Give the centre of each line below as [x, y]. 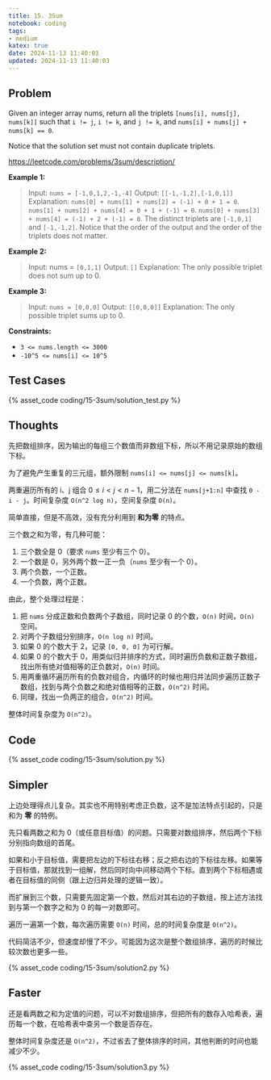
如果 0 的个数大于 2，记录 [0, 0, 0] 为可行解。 [99, 647]
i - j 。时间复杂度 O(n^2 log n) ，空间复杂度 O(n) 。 [94, 500]
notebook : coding [38, 23]
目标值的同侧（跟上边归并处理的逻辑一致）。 [95, 880]
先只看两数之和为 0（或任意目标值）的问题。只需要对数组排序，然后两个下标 [135, 832]
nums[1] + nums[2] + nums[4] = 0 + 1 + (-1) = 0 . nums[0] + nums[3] [144, 210]
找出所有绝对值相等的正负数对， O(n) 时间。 [92, 667]
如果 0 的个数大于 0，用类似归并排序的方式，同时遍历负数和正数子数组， [141, 657]
